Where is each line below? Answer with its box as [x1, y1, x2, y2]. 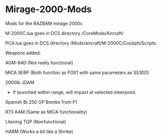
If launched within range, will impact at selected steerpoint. [12, 89, 137, 95]
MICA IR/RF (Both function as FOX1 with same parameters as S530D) [5, 69, 150, 76]
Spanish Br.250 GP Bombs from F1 [5, 99, 77, 105]
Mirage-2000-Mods [5, 4, 92, 15]
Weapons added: [5, 50, 41, 56]
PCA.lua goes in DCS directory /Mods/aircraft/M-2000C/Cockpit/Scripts [5, 40, 156, 46]
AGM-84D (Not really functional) [5, 59, 74, 65]
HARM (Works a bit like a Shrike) [5, 128, 74, 134]
